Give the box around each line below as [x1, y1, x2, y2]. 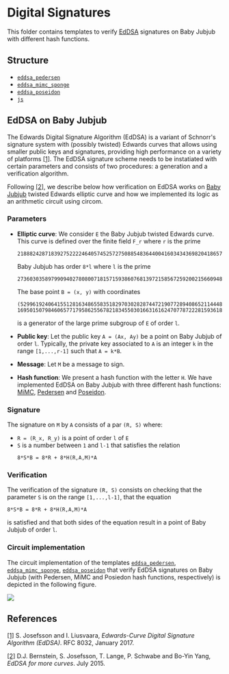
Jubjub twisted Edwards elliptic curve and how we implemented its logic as [7, 190, 219, 198]
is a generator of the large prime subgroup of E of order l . [16, 319, 180, 327]
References [7, 613, 57, 625]
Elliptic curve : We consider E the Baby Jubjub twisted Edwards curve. [16, 230, 215, 238]
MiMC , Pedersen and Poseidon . [16, 387, 107, 396]
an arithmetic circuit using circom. [7, 197, 103, 205]
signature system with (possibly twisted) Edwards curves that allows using [7, 140, 217, 148]
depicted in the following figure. [7, 580, 97, 588]
